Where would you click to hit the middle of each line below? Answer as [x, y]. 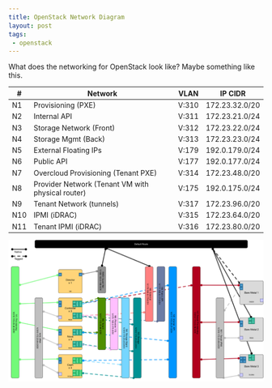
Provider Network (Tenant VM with [91, 184]
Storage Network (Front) [74, 128]
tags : [17, 34]
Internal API [53, 117]
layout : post [30, 26]
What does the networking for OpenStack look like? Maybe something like [132, 67]
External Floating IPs [68, 150]
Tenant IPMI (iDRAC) [68, 226]
